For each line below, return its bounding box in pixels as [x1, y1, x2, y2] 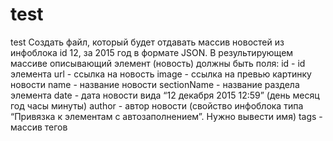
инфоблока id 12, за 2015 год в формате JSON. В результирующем [10, 46, 294, 58]
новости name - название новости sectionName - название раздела [10, 78, 300, 90]
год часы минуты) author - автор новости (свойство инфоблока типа [10, 99, 304, 112]
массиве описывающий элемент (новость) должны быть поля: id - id [10, 57, 306, 69]
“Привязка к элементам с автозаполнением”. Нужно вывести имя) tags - [10, 110, 323, 122]
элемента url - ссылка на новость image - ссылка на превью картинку [10, 68, 312, 80]
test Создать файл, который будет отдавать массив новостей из [10, 36, 285, 48]
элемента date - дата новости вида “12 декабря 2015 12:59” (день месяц [10, 89, 320, 101]
